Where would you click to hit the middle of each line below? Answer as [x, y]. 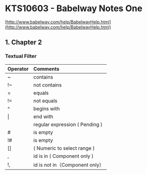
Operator [18, 69]
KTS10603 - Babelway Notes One [74, 9]
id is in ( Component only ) [63, 156]
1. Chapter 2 [24, 43]
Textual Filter [21, 56]
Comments [46, 69]
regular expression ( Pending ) [68, 124]
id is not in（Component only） [69, 165]
